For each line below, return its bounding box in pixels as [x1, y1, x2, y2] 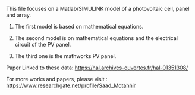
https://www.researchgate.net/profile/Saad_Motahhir [6, 82, 136, 89]
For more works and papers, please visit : [6, 76, 108, 82]
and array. [6, 11, 32, 19]
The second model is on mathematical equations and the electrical [14, 35, 178, 41]
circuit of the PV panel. [14, 41, 71, 48]
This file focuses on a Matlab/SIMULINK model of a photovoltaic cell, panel [6, 5, 190, 12]
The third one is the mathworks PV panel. [14, 53, 117, 59]
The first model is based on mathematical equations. [14, 23, 144, 30]
